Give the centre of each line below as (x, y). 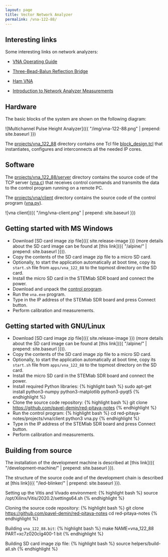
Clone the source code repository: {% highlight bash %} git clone (80, 403)
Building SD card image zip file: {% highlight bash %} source (68, 544)
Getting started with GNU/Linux (55, 326)
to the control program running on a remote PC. (54, 188)
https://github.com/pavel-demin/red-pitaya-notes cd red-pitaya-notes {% (81, 513)
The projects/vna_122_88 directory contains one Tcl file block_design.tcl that (84, 144)
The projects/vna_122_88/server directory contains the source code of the (81, 177)
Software (20, 165)
